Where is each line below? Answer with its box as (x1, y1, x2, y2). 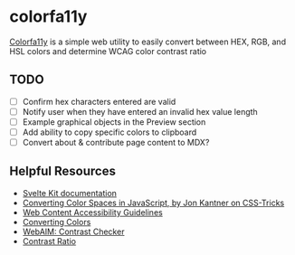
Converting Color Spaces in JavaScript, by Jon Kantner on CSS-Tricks (22, 197, 285, 208)
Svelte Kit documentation (22, 187, 118, 198)
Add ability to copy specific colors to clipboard (22, 127, 197, 137)
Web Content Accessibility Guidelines (22, 206, 163, 218)
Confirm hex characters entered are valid (22, 96, 176, 107)
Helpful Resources (9, 164, 116, 179)
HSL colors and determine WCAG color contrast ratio (9, 45, 206, 56)
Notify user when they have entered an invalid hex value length (22, 106, 258, 117)
